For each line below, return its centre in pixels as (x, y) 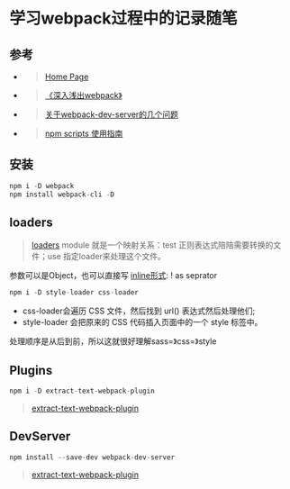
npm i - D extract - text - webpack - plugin (82, 391)
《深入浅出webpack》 (84, 95)
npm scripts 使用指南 (84, 133)
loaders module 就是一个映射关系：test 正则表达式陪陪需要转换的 (152, 245)
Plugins (31, 370)
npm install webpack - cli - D (62, 195)
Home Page (67, 77)
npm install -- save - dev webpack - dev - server (92, 457)
